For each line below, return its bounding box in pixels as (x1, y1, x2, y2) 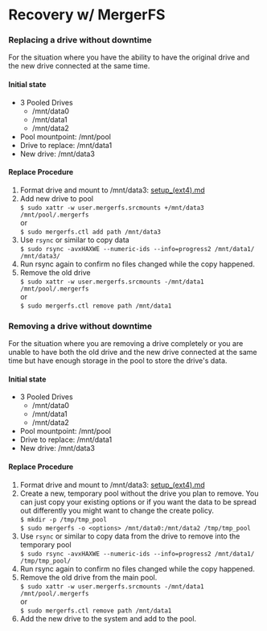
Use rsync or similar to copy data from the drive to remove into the (19, 531, 240, 541)
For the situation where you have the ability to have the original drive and (8, 52, 250, 62)
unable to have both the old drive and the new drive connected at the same (8, 348, 257, 357)
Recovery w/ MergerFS (8, 6, 166, 24)
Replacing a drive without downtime (8, 35, 152, 46)
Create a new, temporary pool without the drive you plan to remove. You (19, 489, 259, 498)
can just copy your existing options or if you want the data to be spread (19, 497, 257, 506)
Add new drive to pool (19, 193, 94, 203)
